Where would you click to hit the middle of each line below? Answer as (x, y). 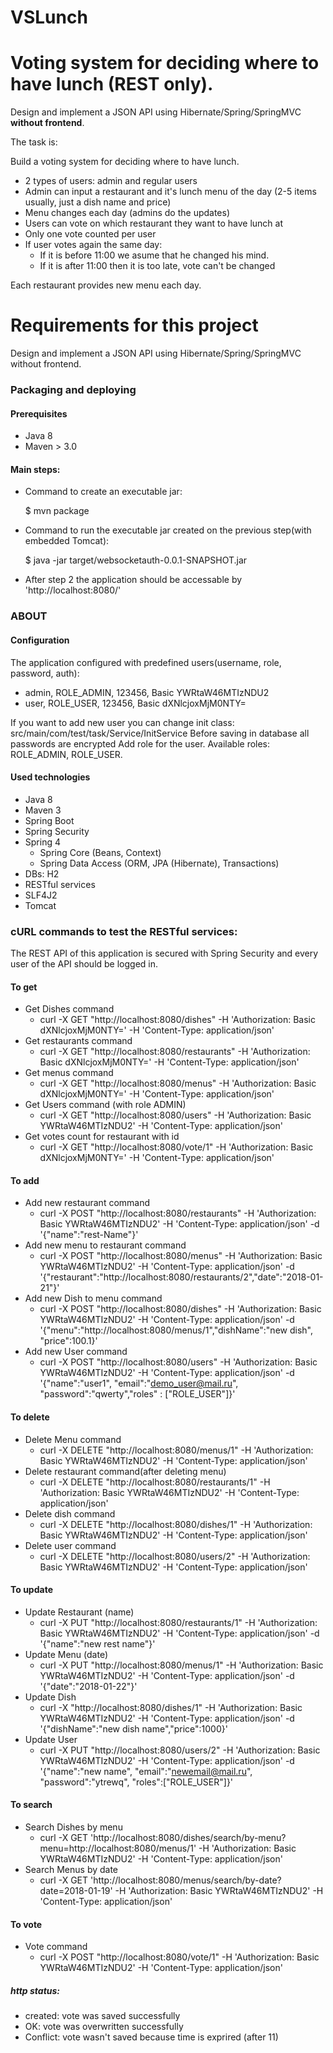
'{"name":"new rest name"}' (97, 1643)
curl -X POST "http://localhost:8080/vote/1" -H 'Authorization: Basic (179, 1957)
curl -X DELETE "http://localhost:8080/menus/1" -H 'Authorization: (176, 1450)
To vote (26, 1924)
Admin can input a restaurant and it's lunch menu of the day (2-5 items (170, 192)
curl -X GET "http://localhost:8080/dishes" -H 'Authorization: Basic (178, 1020)
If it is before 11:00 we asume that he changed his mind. (154, 255)
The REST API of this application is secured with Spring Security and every (164, 953)
